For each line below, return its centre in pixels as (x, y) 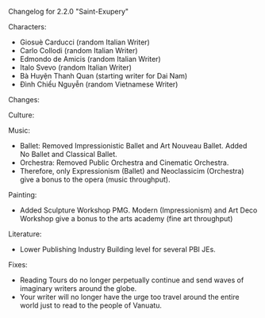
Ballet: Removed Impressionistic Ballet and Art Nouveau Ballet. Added (133, 146)
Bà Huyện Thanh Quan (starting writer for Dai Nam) (104, 76)
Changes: (24, 100)
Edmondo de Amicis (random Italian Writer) (90, 59)
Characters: (27, 27)
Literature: (25, 234)
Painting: (23, 195)
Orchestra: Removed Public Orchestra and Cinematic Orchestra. (124, 163)
